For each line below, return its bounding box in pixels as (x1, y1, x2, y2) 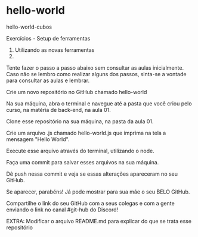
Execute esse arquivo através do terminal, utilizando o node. (6, 147, 154, 154)
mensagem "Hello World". (6, 135, 70, 143)
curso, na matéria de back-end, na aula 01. (6, 106, 112, 113)
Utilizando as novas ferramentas (14, 46, 95, 54)
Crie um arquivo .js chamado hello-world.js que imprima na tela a (6, 129, 166, 136)
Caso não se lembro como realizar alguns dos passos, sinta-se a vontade (6, 70, 187, 77)
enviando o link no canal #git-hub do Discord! (6, 206, 119, 213)
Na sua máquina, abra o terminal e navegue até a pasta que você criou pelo (6, 99, 192, 107)
